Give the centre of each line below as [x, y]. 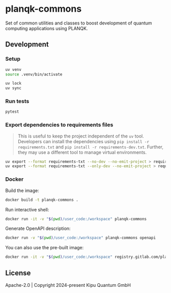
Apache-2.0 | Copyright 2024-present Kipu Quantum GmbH [68, 285]
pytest [12, 112]
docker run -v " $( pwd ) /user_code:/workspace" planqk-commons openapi [81, 238]
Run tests [17, 101]
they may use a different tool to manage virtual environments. [82, 152]
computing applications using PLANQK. [47, 28]
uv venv [13, 69]
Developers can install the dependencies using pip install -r [83, 141]
